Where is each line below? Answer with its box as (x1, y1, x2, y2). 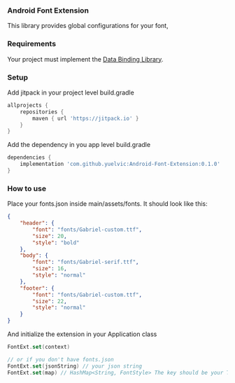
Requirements (7, 39, 57, 49)
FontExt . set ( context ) (7, 344, 71, 351)
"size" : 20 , (32, 232, 68, 239)
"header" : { (20, 220, 55, 227)
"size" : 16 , (32, 265, 68, 272)
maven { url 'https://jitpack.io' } (32, 115, 139, 122)
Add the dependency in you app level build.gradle (7, 141, 151, 149)
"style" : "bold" (32, 239, 80, 246)
